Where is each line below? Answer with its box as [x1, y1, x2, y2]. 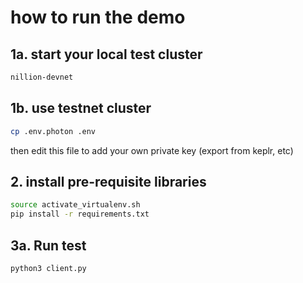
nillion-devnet [10, 72, 74, 82]
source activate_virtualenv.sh [10, 200, 141, 210]
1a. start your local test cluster [10, 46, 203, 63]
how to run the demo [10, 6, 186, 29]
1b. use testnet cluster [10, 100, 152, 117]
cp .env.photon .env [10, 126, 97, 136]
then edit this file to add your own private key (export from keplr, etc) [10, 144, 294, 156]
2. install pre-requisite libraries [10, 173, 207, 190]
